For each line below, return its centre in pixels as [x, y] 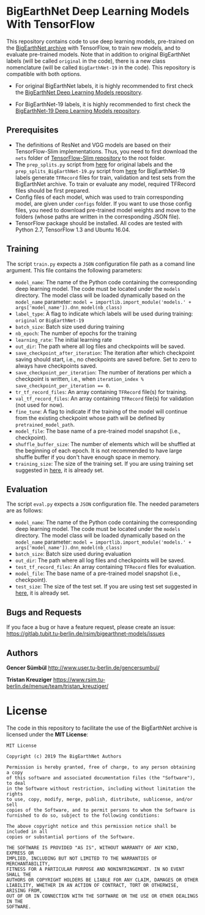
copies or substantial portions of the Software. [71, 837]
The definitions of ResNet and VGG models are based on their [93, 145]
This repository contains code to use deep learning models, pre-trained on [100, 41]
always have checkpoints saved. [56, 366]
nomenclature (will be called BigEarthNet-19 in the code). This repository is [101, 67]
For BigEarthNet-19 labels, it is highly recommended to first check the [103, 104]
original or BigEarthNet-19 [50, 320]
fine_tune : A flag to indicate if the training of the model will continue [101, 411]
